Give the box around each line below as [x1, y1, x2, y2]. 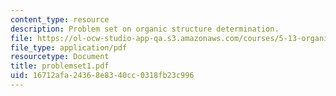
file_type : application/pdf [10, 42, 128, 53]
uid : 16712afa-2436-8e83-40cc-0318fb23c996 [10, 71, 195, 81]
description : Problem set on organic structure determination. [10, 24, 280, 34]
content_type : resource [10, 14, 110, 25]
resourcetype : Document [10, 52, 110, 62]
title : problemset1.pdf [10, 61, 110, 71]
